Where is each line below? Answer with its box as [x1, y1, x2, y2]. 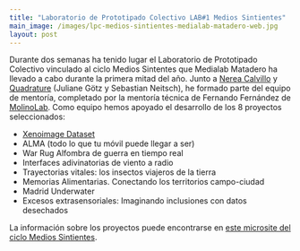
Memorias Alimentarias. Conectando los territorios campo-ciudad [21, 177, 265, 187]
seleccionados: [9, 111, 65, 122]
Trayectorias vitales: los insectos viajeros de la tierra [21, 167, 217, 177]
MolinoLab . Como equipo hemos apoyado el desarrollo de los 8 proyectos [9, 102, 282, 113]
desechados [21, 205, 69, 216]
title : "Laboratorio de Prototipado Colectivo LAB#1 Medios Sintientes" [9, 13, 287, 22]
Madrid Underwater [21, 186, 96, 197]
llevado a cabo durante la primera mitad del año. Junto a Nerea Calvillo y [9, 74, 278, 84]
